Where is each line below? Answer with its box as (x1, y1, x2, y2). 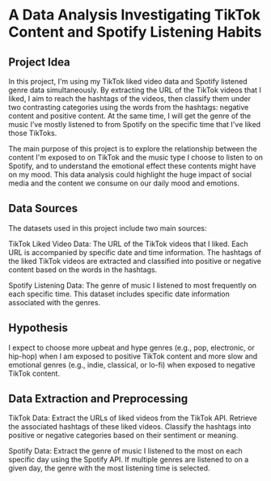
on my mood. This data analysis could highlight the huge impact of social (8, 170, 252, 179)
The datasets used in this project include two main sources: (8, 223, 207, 232)
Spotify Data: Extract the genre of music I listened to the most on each (8, 446, 243, 456)
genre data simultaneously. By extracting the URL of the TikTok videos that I (8, 85, 261, 95)
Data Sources (8, 202, 78, 215)
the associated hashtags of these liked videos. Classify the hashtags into (8, 422, 252, 432)
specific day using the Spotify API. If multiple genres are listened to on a (8, 455, 249, 465)
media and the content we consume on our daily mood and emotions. (8, 178, 240, 188)
